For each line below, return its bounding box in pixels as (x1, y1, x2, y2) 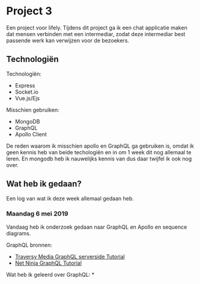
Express (14, 82, 35, 89)
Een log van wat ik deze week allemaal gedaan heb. (6, 195, 134, 202)
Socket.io (14, 88, 39, 95)
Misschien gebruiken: (6, 106, 59, 113)
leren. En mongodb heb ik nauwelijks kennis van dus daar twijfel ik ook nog (6, 155, 192, 162)
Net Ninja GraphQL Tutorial (14, 259, 82, 267)
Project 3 (6, 4, 52, 18)
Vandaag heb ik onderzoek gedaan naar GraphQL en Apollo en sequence (6, 223, 187, 231)
